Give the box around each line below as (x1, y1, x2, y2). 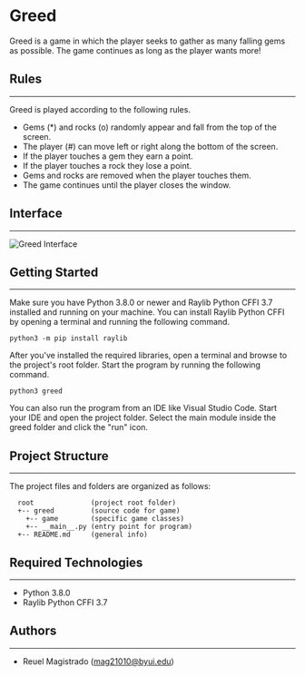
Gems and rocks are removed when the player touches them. (22, 170, 251, 181)
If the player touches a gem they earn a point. (22, 151, 193, 162)
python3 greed (9, 387, 64, 396)
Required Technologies (9, 554, 143, 570)
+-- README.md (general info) (17, 530, 148, 540)
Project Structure (9, 448, 109, 464)
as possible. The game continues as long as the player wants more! (9, 44, 261, 55)
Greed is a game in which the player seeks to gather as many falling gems (9, 35, 286, 46)
